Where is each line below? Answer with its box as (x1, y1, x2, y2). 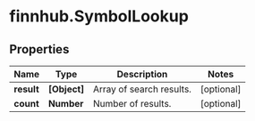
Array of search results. (92, 83, 192, 95)
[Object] (47, 83, 85, 95)
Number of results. (92, 98, 172, 109)
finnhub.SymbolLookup (9, 6, 190, 27)
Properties (9, 42, 70, 57)
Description (116, 69, 168, 80)
